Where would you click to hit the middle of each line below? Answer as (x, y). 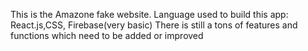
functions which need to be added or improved (107, 35)
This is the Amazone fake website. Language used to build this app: (149, 14)
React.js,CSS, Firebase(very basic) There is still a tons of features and (154, 25)
